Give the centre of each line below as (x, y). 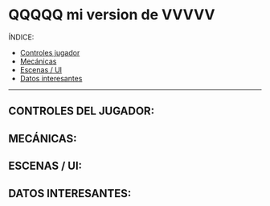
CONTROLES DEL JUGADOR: (82, 111)
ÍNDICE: (21, 37)
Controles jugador (50, 52)
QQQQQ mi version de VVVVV (112, 15)
